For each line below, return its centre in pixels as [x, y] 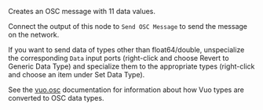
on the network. [34, 35]
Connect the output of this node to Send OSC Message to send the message [128, 26]
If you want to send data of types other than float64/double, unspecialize [126, 50]
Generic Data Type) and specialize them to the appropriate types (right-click [131, 66]
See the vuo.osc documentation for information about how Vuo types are [126, 90]
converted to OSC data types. [56, 98]
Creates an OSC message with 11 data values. [82, 11]
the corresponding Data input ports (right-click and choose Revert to [119, 58]
